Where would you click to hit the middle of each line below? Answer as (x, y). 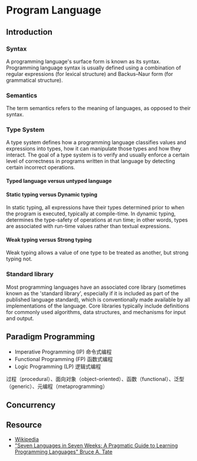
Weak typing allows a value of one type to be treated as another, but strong (97, 253)
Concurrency (31, 405)
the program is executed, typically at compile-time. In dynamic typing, (91, 214)
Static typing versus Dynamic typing (52, 194)
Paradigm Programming (51, 337)
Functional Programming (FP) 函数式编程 (64, 359)
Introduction (29, 32)
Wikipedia (27, 439)
